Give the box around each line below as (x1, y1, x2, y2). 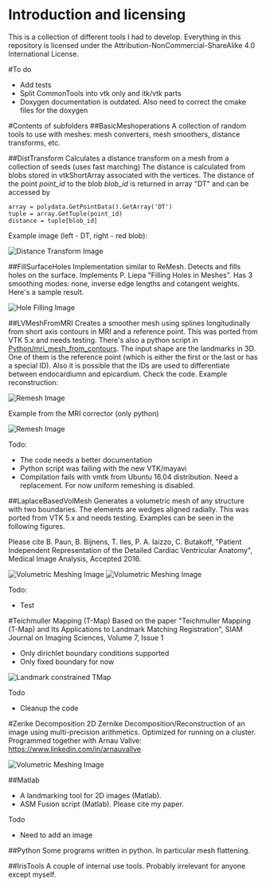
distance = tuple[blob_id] (8, 217, 98, 225)
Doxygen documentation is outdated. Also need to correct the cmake (19, 97, 247, 106)
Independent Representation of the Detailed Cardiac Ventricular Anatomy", (8, 545, 252, 555)
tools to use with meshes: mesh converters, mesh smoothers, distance (8, 129, 241, 139)
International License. (8, 49, 80, 58)
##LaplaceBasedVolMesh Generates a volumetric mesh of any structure (8, 495, 244, 505)
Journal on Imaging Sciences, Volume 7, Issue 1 (8, 633, 164, 642)
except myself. (8, 869, 57, 879)
